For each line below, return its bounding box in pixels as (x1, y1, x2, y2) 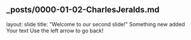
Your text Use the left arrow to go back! (6, 27, 104, 34)
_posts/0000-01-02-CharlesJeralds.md (6, 5, 160, 15)
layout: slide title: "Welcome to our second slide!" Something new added (6, 20, 185, 27)
